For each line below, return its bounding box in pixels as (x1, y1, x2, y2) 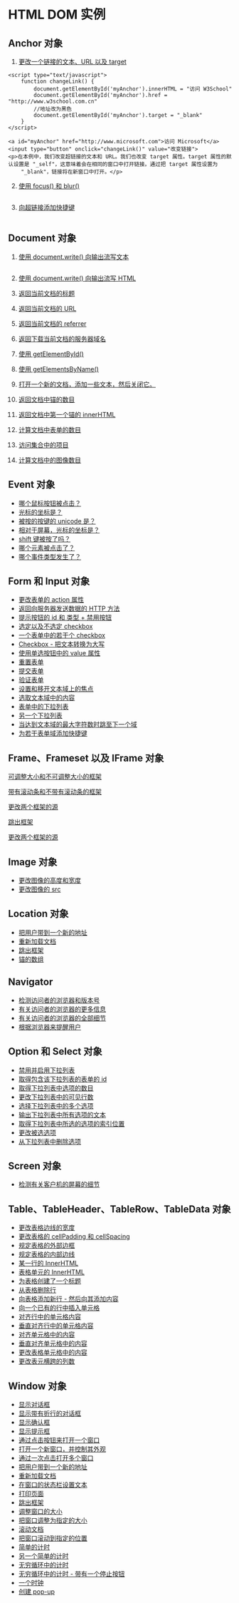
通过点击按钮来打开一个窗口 (18, 1435, 100, 1444)
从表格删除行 (18, 1286, 56, 1294)
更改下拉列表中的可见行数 (18, 1092, 94, 1101)
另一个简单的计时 (18, 1552, 69, 1560)
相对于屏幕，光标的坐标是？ (18, 526, 100, 534)
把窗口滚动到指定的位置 (18, 1534, 87, 1542)
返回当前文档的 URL (18, 304, 77, 312)
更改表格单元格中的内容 (18, 1348, 87, 1357)
